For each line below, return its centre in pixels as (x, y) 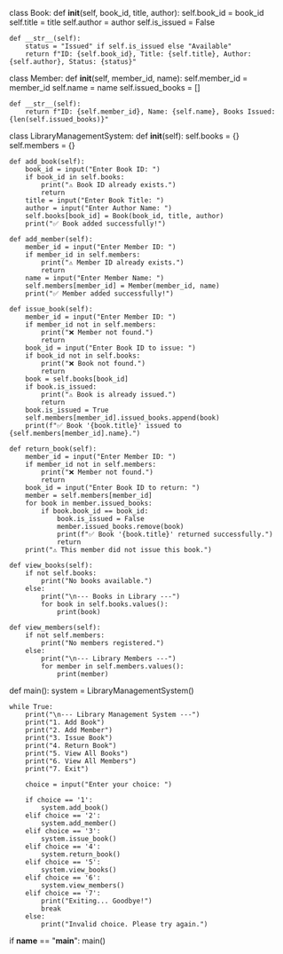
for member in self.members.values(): (113, 666)
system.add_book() (75, 808)
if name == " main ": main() (58, 941)
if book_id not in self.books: (83, 356)
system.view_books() (79, 870)
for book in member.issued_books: (89, 503)
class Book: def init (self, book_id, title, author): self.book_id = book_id (137, 13)
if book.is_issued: (61, 387)
